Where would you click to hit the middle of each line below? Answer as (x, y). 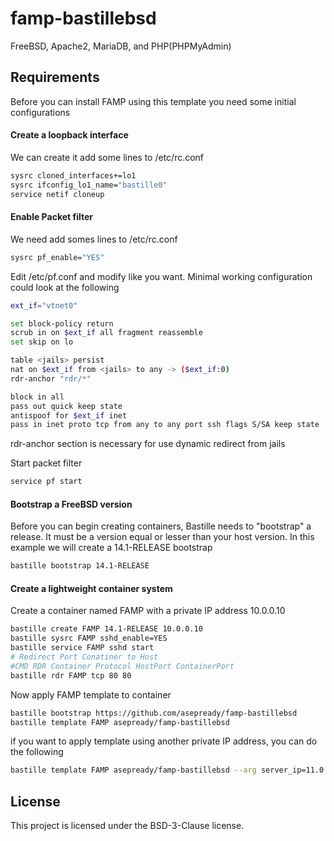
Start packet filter (46, 463)
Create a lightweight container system (91, 588)
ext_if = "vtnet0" (44, 305)
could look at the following (65, 287)
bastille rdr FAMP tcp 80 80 (71, 675)
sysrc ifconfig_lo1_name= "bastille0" (89, 185)
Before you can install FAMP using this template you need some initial (153, 101)
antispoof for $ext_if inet (69, 415)
